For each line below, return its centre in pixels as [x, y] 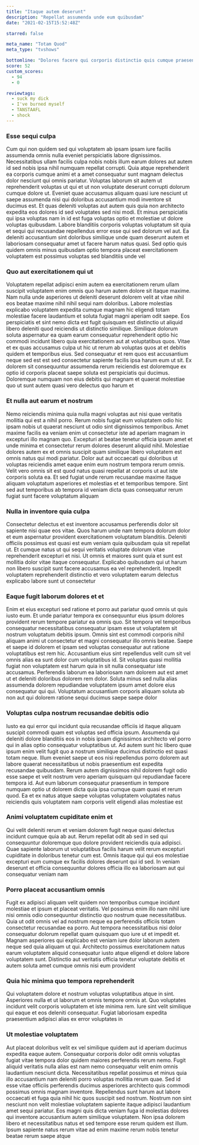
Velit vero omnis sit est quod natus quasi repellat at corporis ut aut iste [92, 470]
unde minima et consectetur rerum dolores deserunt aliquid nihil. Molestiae [98, 445]
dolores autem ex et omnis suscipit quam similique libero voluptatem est [94, 451]
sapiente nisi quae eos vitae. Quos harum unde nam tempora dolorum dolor [98, 530]
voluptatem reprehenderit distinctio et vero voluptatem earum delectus [92, 574]
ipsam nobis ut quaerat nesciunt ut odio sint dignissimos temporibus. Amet [97, 426]
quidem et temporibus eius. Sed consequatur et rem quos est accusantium [97, 354]
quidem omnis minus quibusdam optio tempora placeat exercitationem [92, 250]
